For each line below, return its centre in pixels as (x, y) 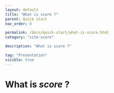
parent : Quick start (26, 19)
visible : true (20, 60)
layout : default (22, 10)
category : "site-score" (30, 37)
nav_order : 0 (19, 24)
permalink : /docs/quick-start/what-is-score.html (57, 33)
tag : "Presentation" (26, 55)
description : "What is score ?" (38, 46)
